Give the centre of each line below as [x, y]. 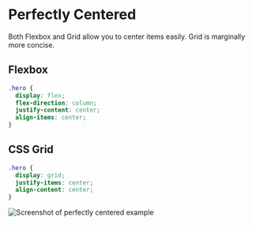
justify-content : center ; [58, 110]
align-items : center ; [51, 118]
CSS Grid [31, 149]
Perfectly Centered [72, 15]
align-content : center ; [54, 190]
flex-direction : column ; [56, 103]
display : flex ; [40, 95]
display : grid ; [40, 175]
